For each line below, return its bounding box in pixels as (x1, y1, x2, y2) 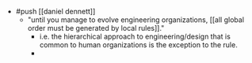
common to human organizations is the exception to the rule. (39, 40, 238, 50)
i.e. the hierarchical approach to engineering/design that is (39, 31, 231, 41)
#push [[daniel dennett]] (15, 7, 96, 16)
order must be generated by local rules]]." (27, 24, 165, 32)
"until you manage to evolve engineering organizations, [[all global (27, 15, 244, 24)
